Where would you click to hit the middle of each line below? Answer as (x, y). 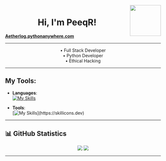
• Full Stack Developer (83, 50)
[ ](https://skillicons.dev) (48, 113)
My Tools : (21, 81)
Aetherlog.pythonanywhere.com (40, 36)
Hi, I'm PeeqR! (67, 22)
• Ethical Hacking (83, 61)
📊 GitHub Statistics (36, 134)
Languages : (25, 93)
